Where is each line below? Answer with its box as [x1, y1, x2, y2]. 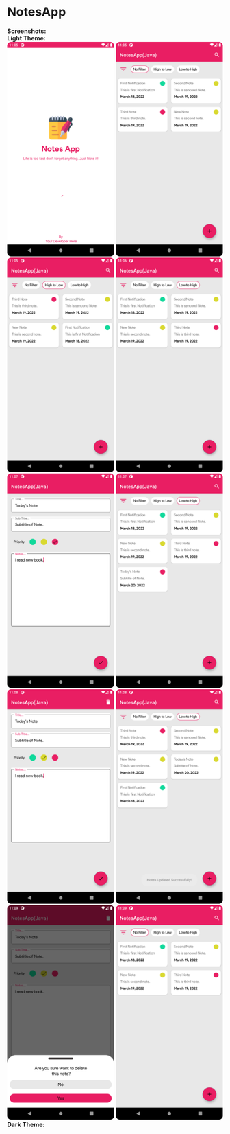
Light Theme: [7, 34, 46, 42]
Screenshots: [7, 27, 47, 35]
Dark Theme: [7, 1120, 45, 1129]
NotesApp [7, 4, 66, 20]
